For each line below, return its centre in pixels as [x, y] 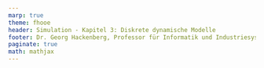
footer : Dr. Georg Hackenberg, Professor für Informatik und [110, 37]
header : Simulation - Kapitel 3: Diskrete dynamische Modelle [112, 30]
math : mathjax [31, 52]
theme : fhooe [29, 23]
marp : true [26, 15]
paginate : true [33, 45]
